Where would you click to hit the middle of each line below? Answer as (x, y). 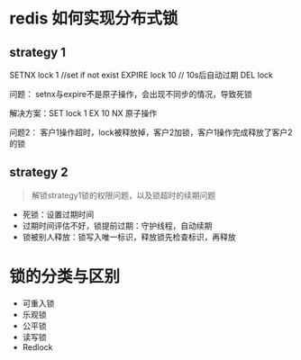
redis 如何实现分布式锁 (94, 18)
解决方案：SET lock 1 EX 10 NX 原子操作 (83, 113)
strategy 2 (39, 172)
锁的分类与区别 (65, 276)
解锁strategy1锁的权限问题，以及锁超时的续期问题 (123, 195)
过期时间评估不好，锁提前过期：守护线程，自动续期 (117, 225)
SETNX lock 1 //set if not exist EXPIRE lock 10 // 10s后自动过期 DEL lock (141, 75)
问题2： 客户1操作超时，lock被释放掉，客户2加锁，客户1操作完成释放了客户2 (151, 132)
